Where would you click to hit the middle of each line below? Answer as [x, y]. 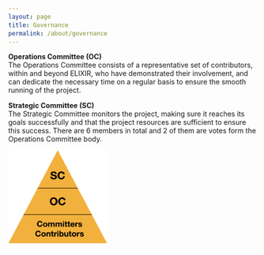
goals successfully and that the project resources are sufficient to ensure [127, 122]
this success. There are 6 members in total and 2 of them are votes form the [132, 131]
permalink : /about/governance [58, 33]
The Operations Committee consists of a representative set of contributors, [130, 65]
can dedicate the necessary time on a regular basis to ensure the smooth [127, 82]
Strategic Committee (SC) [51, 106]
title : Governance [38, 25]
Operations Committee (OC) [55, 57]
